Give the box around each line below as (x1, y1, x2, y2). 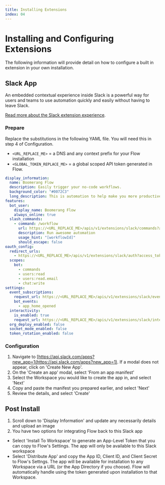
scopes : (9, 258, 26, 263)
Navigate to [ (12, 354, 39, 360)
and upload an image (12, 423, 55, 429)
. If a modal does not (117, 359, 159, 365)
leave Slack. (5, 103, 29, 109)
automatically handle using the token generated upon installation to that (12, 469, 158, 475)
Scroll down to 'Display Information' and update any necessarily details (12, 418, 156, 424)
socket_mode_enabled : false (9, 327, 67, 332)
